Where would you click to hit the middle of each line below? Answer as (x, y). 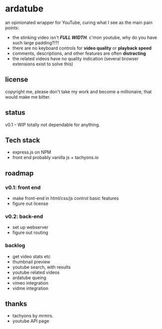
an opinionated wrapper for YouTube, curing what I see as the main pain (79, 22)
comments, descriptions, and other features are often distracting (79, 53)
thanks (16, 304)
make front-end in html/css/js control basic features (66, 198)
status (15, 113)
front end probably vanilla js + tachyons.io (55, 158)
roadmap (19, 173)
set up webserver (30, 227)
